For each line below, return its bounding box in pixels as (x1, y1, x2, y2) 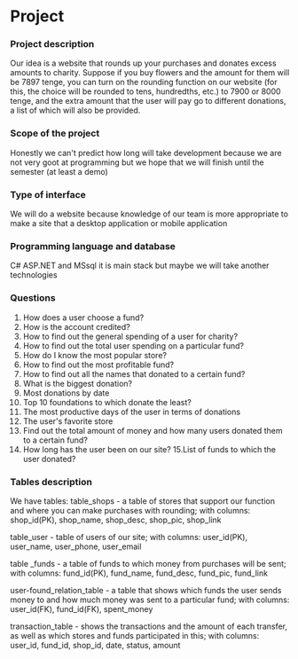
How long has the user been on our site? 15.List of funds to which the (22, 443, 277, 454)
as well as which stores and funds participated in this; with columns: (10, 630, 260, 640)
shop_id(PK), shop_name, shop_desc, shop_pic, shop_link (10, 514, 222, 525)
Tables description (10, 475, 92, 488)
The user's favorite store (22, 415, 114, 427)
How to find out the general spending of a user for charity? (22, 331, 239, 341)
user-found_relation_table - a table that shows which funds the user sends (10, 584, 282, 595)
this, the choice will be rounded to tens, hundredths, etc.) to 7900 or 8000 (10, 86, 282, 97)
